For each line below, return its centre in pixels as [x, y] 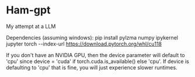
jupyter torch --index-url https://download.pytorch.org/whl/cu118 [84, 44]
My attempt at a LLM [31, 26]
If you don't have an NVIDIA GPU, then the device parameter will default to [95, 55]
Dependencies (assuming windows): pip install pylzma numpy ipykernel [92, 37]
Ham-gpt [28, 10]
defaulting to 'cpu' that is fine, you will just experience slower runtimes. [92, 67]
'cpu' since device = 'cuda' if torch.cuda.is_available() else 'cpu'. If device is [98, 61]
